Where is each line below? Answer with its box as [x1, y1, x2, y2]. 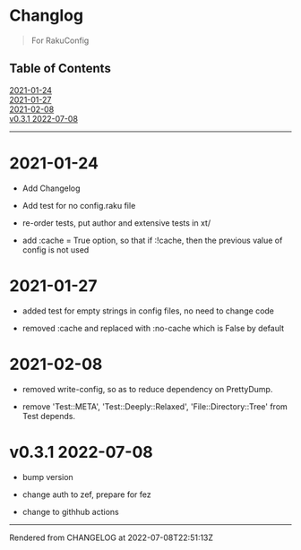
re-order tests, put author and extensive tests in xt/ [21, 217, 211, 228]
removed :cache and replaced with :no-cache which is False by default [21, 322, 285, 333]
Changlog [9, 5, 83, 26]
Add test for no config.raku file [21, 200, 136, 211]
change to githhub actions [21, 506, 119, 517]
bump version [21, 471, 73, 482]
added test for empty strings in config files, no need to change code [21, 305, 275, 316]
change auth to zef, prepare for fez [21, 489, 151, 500]
